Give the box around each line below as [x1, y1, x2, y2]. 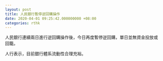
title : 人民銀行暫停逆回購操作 [5, 12, 60, 16]
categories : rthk [5, 20, 40, 26]
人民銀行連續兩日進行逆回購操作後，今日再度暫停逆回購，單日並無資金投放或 [5, 34, 158, 40]
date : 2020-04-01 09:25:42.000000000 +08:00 [5, 16, 97, 21]
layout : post [5, 7, 32, 12]
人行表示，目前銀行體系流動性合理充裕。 [5, 51, 86, 57]
